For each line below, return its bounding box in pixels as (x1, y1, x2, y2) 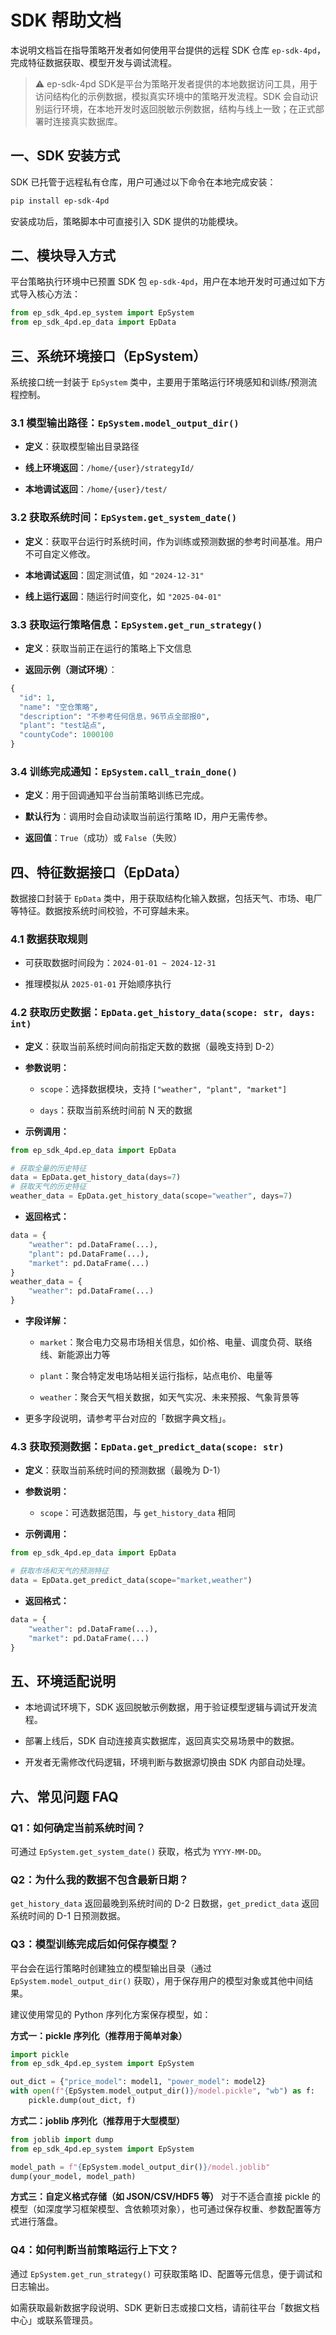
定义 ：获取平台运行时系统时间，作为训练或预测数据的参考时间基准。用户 (24, 535, 323, 547)
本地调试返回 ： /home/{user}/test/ (24, 483, 168, 495)
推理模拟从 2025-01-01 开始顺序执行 (24, 978, 172, 990)
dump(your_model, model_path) (10, 2171, 137, 2181)
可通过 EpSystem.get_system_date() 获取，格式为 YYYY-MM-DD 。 (10, 1846, 267, 1858)
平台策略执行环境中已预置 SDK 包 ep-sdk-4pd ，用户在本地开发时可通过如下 (10, 276, 317, 288)
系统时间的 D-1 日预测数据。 (10, 1910, 127, 1922)
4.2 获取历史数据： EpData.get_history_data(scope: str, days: (10, 1006, 316, 1020)
